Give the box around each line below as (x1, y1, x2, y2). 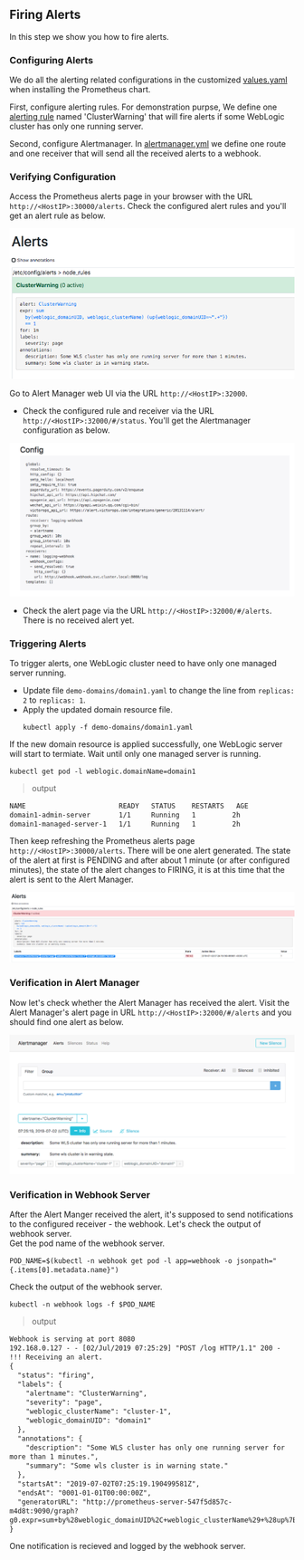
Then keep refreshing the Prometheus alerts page (9, 836, 195, 847)
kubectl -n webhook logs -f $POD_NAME (9, 1300, 156, 1309)
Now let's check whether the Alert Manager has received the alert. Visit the (9, 997, 290, 1008)
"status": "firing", (17, 1371, 95, 1380)
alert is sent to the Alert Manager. (9, 874, 134, 885)
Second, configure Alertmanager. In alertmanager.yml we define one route (9, 139, 287, 149)
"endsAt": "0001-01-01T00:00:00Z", (17, 1488, 152, 1498)
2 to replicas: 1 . (22, 694, 86, 705)
